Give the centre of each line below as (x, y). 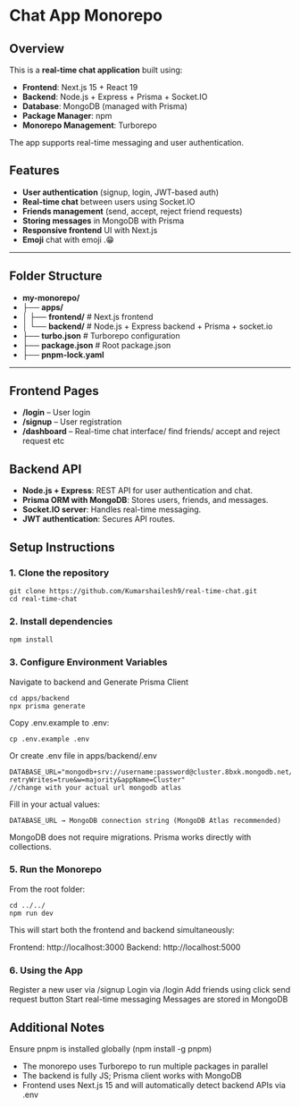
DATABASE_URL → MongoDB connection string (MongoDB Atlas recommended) (145, 820)
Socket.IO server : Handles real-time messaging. (112, 509)
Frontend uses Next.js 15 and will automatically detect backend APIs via (154, 1085)
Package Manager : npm (67, 116)
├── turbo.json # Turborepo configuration (101, 335)
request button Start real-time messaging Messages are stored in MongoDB (149, 999)
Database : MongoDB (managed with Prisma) (104, 106)
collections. (30, 846)
